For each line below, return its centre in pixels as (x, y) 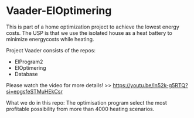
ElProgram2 (29, 62)
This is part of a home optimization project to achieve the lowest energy (93, 27)
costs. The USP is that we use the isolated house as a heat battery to (89, 33)
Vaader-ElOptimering (59, 11)
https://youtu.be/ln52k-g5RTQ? (151, 85)
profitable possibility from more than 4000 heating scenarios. (80, 109)
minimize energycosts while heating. (50, 39)
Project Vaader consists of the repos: (51, 50)
